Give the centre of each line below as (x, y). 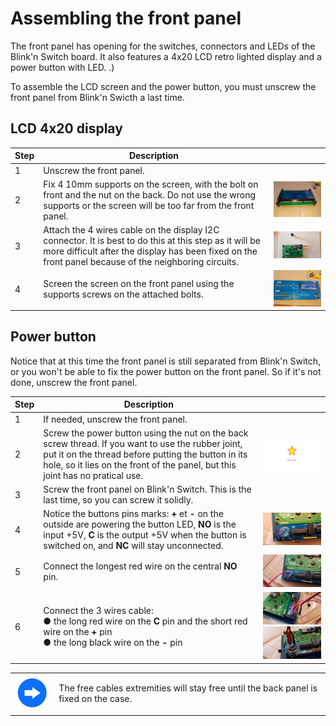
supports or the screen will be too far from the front (149, 205)
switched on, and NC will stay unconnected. (133, 546)
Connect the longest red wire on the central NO (140, 566)
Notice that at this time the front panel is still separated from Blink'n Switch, (166, 361)
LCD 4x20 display (66, 128)
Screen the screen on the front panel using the (139, 284)
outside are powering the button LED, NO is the (140, 524)
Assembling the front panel (126, 18)
